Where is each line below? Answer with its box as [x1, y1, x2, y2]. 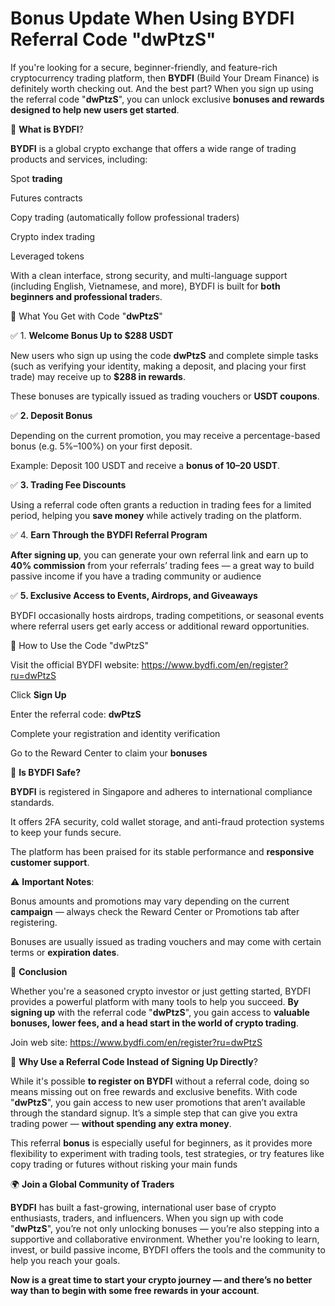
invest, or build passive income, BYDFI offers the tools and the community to [10, 1243, 326, 1256]
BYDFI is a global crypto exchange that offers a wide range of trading [10, 142, 297, 154]
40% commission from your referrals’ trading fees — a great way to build [10, 559, 315, 571]
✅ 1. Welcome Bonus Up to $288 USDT [10, 329, 174, 341]
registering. [10, 916, 58, 928]
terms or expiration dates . [10, 946, 120, 958]
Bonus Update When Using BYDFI [10, 7, 295, 30]
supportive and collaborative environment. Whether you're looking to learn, [10, 1233, 320, 1245]
